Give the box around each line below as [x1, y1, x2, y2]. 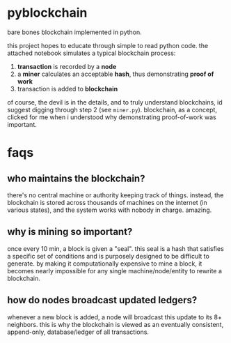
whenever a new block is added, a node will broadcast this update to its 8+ [7, 312, 223, 321]
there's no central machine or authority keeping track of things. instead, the [7, 190, 224, 199]
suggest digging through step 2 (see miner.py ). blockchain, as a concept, [7, 105, 218, 114]
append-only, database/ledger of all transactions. [7, 328, 150, 336]
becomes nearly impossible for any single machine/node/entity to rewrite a [7, 266, 223, 275]
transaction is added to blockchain [17, 84, 118, 93]
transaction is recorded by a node [17, 62, 117, 70]
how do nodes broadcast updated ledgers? [7, 294, 198, 306]
